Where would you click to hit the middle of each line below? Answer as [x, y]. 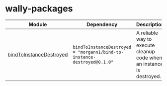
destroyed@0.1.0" [93, 62]
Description [150, 24]
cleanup [145, 51]
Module [38, 24]
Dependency [102, 24]
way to [144, 39]
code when [149, 58]
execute [145, 45]
